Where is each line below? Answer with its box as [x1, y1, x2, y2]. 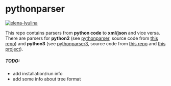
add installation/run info [12, 70, 63, 76]
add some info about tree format [12, 76, 81, 82]
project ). [5, 46, 23, 52]
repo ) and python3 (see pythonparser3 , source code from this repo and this [5, 40, 166, 46]
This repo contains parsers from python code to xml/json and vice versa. [5, 30, 160, 36]
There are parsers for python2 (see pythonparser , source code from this [5, 35, 158, 41]
